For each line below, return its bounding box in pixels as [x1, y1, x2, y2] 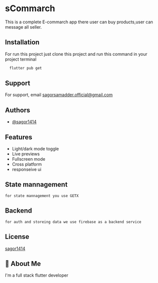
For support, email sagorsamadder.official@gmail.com [5, 92, 113, 98]
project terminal [5, 56, 37, 62]
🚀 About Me [5, 259, 41, 267]
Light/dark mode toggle [12, 146, 59, 152]
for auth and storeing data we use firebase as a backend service [5, 219, 142, 224]
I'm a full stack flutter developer [5, 272, 69, 278]
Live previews [12, 151, 40, 157]
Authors [5, 106, 30, 114]
